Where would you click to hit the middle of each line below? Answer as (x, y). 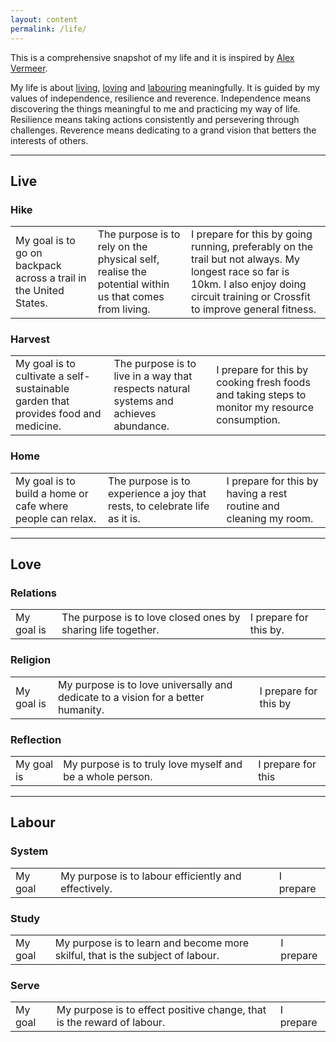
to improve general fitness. (253, 309)
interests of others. (49, 140)
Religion (31, 660)
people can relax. (56, 518)
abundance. (141, 426)
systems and (143, 401)
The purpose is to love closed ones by (151, 618)
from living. (124, 309)
